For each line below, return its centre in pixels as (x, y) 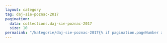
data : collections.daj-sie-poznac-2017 (51, 23)
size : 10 (19, 28)
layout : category (23, 10)
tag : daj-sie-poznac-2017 (32, 14)
